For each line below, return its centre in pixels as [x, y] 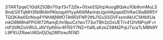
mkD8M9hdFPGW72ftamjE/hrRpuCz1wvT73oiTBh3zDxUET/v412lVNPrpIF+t [81, 22]
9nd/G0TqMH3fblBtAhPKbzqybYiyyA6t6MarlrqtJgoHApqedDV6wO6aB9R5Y [81, 12]
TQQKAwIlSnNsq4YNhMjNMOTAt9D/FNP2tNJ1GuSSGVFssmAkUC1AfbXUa [80, 17]
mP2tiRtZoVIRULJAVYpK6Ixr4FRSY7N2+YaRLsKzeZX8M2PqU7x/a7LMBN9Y [81, 27]
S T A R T [12, 7]
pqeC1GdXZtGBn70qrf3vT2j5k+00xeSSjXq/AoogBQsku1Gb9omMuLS [88, 7]
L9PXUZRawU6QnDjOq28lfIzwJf [38, 33]
